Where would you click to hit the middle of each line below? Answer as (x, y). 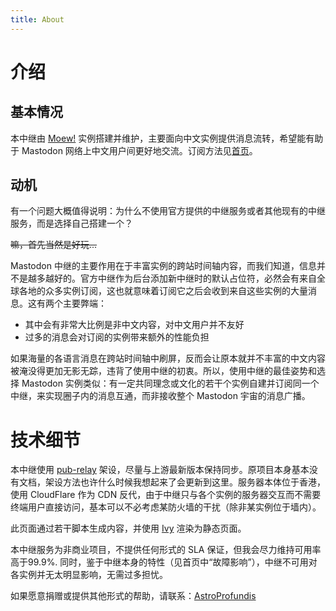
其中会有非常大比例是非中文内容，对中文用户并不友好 (134, 325)
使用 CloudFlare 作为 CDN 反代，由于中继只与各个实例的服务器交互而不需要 (166, 495)
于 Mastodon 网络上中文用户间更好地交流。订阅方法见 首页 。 (134, 150)
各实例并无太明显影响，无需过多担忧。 (89, 575)
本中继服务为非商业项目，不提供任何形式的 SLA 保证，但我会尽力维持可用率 (166, 550)
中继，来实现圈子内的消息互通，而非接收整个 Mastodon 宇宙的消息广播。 (160, 396)
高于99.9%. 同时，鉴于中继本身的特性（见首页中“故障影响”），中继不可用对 (164, 562)
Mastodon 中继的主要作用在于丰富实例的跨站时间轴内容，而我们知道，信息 (163, 266)
